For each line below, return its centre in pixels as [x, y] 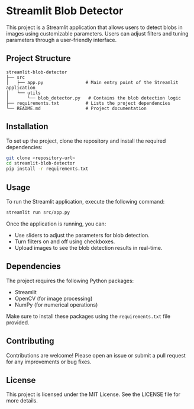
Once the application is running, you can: [56, 224]
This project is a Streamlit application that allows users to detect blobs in [95, 27]
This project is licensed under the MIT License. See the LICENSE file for [93, 394]
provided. [18, 322]
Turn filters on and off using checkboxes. [65, 241]
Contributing [30, 341]
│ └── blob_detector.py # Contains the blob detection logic [94, 98]
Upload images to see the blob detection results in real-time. [88, 247]
